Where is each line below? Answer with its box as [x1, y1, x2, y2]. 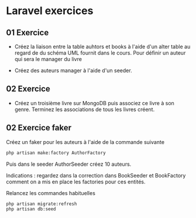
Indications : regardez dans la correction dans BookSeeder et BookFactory [6, 172, 186, 179]
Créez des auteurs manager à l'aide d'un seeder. [14, 67, 133, 74]
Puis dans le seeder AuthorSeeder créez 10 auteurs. [6, 160, 132, 167]
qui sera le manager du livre [14, 56, 82, 62]
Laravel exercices [6, 4, 94, 18]
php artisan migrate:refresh [6, 201, 77, 207]
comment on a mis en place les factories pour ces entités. [6, 178, 146, 185]
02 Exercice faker [6, 123, 72, 133]
